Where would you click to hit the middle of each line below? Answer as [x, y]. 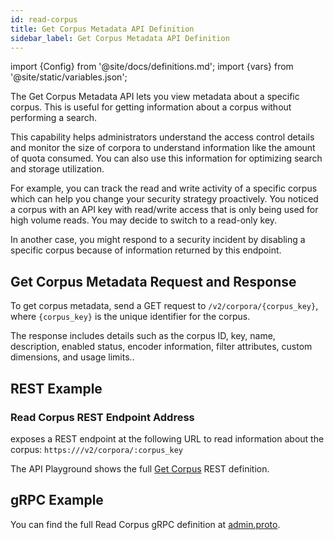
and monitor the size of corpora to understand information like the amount [163, 148]
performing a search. [54, 118]
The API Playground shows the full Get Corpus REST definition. [140, 468]
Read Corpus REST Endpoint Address [102, 417]
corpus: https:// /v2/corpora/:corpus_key [97, 449]
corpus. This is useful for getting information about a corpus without [151, 107]
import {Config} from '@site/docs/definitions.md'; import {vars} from [152, 67]
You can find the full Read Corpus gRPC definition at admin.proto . [145, 524]
